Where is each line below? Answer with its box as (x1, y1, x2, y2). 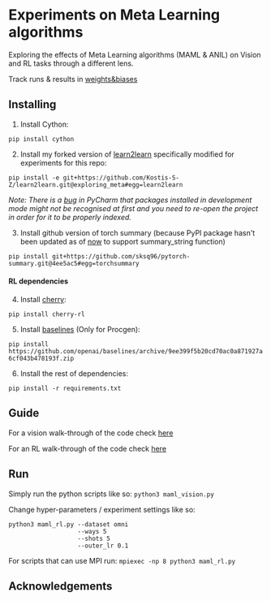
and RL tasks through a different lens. (8, 58, 134, 68)
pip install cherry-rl (8, 310, 85, 318)
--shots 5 (77, 534, 111, 543)
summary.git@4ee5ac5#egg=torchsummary (8, 259, 140, 267)
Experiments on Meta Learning (8, 6, 221, 24)
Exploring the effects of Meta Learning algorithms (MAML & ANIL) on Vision (8, 50, 261, 59)
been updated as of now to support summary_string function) (19, 236, 226, 246)
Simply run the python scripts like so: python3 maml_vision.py (8, 489, 215, 499)
